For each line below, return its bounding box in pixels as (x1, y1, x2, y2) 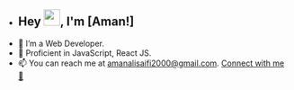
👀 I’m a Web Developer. (17, 38, 105, 49)
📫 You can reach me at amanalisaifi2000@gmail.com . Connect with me (17, 58, 285, 68)
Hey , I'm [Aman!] (17, 14, 135, 30)
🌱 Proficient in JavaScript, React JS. (17, 47, 152, 58)
